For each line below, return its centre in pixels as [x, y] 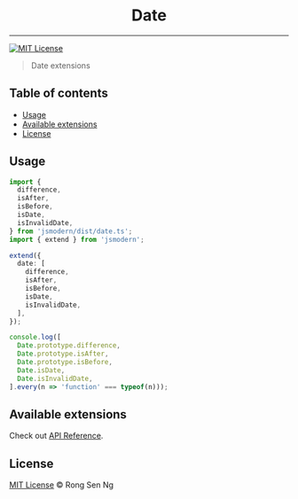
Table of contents [59, 94]
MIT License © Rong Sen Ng [61, 485]
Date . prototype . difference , [69, 346]
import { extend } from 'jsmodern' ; [77, 239]
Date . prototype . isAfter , [63, 354]
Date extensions [60, 65]
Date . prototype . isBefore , [65, 363]
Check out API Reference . [56, 436]
